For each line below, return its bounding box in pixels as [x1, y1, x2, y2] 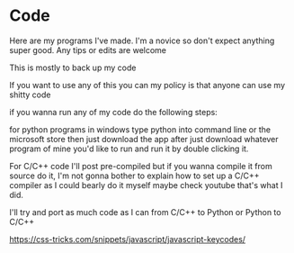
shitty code [9, 89, 51, 100]
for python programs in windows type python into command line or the [9, 123, 272, 135]
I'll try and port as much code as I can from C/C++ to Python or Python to [9, 206, 281, 217]
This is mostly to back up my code [9, 62, 137, 73]
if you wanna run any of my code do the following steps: [9, 106, 218, 117]
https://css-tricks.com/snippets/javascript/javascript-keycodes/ [9, 233, 245, 244]
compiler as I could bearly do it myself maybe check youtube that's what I [9, 179, 283, 190]
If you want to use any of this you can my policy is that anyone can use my [9, 79, 286, 90]
